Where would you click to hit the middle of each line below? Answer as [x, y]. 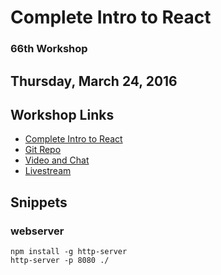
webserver [37, 231]
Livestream [48, 171]
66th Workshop [49, 49]
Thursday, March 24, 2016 [94, 81]
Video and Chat [57, 160]
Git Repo [43, 150]
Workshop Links [62, 114]
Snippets [39, 202]
